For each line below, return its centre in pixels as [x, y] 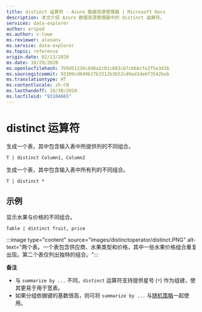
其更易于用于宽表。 [39, 288]
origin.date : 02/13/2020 [38, 57]
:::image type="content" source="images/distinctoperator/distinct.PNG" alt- [101, 239]
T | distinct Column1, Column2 [46, 158]
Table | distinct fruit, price [46, 228]
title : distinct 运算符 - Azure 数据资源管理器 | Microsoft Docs [86, 12]
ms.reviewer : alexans [34, 40]
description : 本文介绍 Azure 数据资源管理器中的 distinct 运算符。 [86, 18]
